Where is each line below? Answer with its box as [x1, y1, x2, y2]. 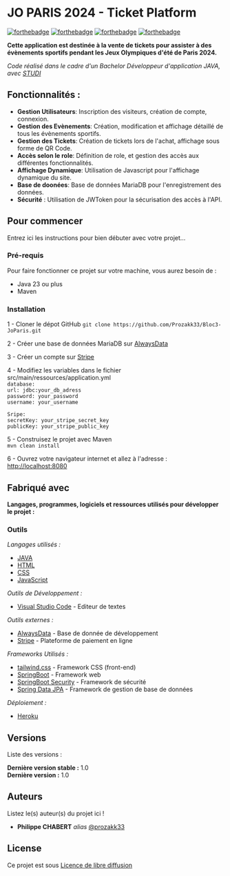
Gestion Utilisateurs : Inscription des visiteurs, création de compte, [17, 107, 207, 115]
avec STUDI [7, 69, 41, 77]
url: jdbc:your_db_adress [7, 387, 81, 394]
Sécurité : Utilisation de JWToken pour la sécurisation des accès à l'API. [17, 195, 222, 203]
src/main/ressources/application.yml [7, 374, 112, 382]
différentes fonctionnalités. [17, 159, 94, 167]
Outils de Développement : [7, 589, 83, 597]
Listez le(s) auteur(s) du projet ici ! [7, 809, 105, 817]
